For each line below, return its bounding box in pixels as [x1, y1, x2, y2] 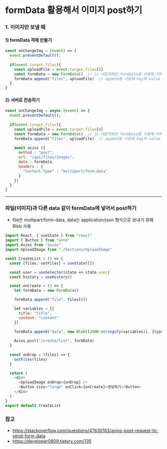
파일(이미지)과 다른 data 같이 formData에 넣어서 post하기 [5, 205, 137, 212]
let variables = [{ [14, 306, 55, 311]
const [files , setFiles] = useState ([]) [9, 261, 94, 266]
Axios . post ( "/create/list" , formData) [14, 338, 94, 344]
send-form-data [12, 433, 46, 439]
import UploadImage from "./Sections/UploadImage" [5, 247, 112, 252]
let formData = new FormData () [14, 288, 79, 293]
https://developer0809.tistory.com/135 [12, 438, 92, 444]
